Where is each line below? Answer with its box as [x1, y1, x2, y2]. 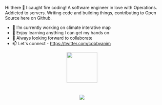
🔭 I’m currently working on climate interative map [12, 25, 111, 30]
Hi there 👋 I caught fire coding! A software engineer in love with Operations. [5, 5, 157, 10]
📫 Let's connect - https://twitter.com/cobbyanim [12, 41, 111, 46]
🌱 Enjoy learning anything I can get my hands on [12, 30, 110, 35]
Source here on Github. [5, 15, 52, 21]
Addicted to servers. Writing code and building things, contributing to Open [5, 10, 157, 16]
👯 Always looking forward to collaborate [12, 35, 93, 41]
